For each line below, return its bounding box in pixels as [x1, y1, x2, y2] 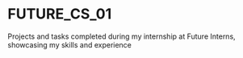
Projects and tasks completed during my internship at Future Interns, [7, 31, 236, 41]
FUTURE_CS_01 [7, 5, 112, 23]
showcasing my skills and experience [7, 39, 132, 49]
